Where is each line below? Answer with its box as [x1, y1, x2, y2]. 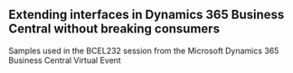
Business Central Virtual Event [8, 54, 121, 66]
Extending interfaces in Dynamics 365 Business [8, 7, 285, 23]
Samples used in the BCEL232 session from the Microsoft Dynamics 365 [8, 45, 279, 56]
